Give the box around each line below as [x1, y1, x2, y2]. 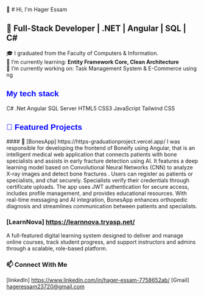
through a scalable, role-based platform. [6, 244, 108, 252]
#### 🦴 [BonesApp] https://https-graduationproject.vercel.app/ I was [6, 138, 181, 146]
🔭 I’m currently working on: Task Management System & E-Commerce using [6, 65, 197, 72]
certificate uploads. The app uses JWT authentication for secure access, [6, 183, 189, 191]
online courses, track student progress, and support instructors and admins [6, 238, 196, 245]
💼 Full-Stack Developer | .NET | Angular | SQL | [6, 23, 187, 33]
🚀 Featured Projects [6, 122, 82, 132]
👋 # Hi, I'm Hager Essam [6, 6, 68, 13]
